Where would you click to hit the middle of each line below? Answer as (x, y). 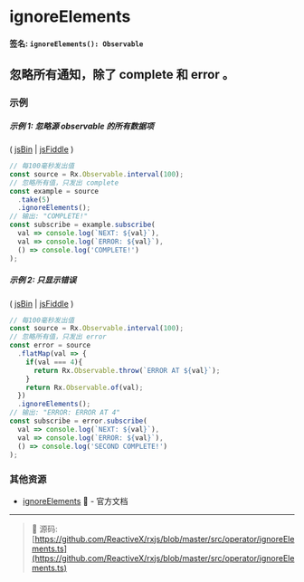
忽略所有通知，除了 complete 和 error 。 (122, 75)
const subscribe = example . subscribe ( (82, 225)
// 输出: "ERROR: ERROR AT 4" (65, 413)
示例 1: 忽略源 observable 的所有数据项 (82, 126)
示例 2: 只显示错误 (43, 280)
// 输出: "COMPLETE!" (49, 216)
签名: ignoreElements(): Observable (76, 43)
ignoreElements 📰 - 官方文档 (75, 501)
